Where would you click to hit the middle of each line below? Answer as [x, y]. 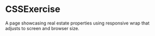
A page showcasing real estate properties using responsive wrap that [77, 23]
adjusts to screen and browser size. [42, 28]
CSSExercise [33, 9]
